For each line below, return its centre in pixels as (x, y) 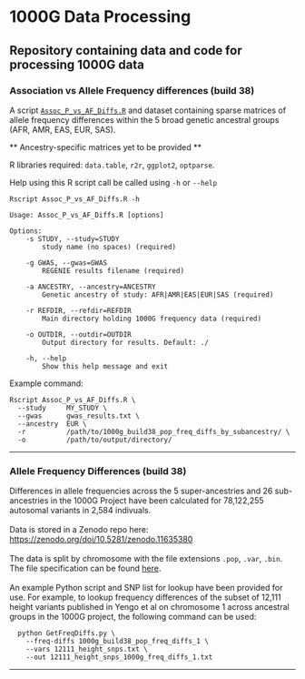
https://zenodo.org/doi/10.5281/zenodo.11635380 (101, 540)
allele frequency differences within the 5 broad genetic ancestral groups (144, 119)
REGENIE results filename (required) (113, 270)
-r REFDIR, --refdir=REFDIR (79, 310)
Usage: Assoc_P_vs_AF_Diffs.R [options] (87, 215)
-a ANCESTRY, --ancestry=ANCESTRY (91, 287)
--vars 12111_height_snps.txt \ (87, 649)
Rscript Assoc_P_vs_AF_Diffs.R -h (75, 199)
